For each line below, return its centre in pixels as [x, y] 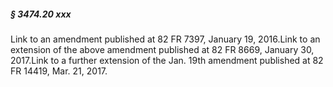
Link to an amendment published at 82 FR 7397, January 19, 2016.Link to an [165, 39]
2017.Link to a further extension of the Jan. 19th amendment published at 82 [167, 60]
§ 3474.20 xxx [41, 14]
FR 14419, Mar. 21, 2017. [59, 71]
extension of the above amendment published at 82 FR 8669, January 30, [162, 49]
